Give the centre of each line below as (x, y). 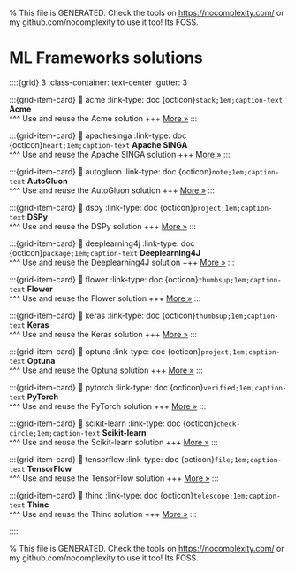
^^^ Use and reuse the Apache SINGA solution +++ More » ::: (120, 154)
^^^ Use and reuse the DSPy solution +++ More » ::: (103, 226)
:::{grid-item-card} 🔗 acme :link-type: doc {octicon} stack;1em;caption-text (146, 99)
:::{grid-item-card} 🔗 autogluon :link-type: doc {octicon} (111, 171)
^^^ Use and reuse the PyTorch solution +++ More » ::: (108, 406)
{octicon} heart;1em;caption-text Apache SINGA (98, 144)
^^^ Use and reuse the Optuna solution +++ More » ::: (106, 370)
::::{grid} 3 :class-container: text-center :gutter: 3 (98, 82)
